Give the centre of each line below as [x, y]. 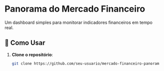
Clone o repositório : [32, 54]
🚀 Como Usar [25, 43]
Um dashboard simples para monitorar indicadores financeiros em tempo [79, 22]
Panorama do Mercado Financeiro [75, 9]
